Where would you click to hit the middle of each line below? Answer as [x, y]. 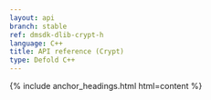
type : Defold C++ [42, 60]
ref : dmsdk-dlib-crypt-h [57, 35]
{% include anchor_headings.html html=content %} [106, 86]
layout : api [32, 18]
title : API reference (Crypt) [67, 52]
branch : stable [38, 26]
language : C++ [37, 43]
